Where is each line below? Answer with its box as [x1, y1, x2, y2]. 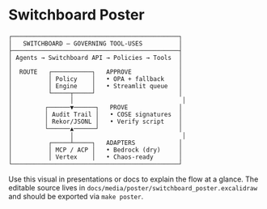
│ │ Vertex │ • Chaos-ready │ [8, 152, 183, 161]
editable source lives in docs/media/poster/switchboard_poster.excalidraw [8, 182, 257, 192]
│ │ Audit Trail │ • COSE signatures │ [8, 110, 183, 118]
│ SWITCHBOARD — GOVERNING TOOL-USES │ [8, 39, 183, 48]
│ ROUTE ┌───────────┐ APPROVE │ [8, 67, 183, 76]
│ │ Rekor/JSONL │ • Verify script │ [8, 117, 183, 126]
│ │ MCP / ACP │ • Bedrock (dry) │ [8, 146, 183, 154]
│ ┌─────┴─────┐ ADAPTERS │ [8, 139, 183, 147]
